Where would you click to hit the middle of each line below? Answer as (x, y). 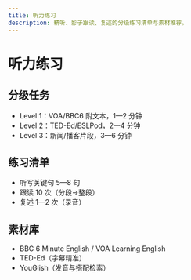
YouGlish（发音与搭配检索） (65, 268)
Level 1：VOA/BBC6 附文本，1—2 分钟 (81, 115)
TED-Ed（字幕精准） (52, 258)
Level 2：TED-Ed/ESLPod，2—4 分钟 (80, 125)
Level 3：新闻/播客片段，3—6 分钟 (75, 135)
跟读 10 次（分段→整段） (59, 192)
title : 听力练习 (32, 15)
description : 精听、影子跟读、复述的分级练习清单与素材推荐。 (98, 23)
